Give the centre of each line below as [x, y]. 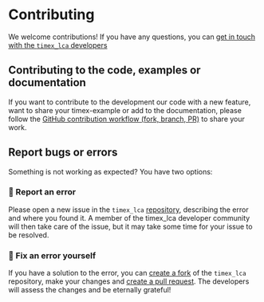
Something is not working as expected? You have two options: [110, 171]
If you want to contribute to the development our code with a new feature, [130, 102]
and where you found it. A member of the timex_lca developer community [129, 218]
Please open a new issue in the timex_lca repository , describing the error [128, 210]
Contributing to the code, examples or [104, 71]
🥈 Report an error [42, 192]
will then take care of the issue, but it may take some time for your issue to [130, 226]
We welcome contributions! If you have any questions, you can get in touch [132, 37]
